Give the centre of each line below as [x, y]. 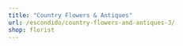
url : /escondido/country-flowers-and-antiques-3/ [92, 23]
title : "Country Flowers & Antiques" [71, 15]
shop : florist [32, 30]
